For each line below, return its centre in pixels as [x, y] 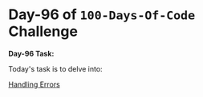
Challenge [43, 31]
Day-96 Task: [31, 53]
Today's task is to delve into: [55, 68]
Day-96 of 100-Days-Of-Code [102, 15]
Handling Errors [34, 84]
